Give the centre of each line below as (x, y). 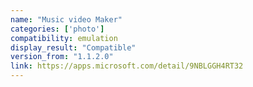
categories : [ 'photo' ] (57, 29)
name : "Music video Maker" (66, 19)
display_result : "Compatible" (73, 47)
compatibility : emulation (64, 38)
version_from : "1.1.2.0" (62, 57)
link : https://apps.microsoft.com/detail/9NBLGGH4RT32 (127, 66)
